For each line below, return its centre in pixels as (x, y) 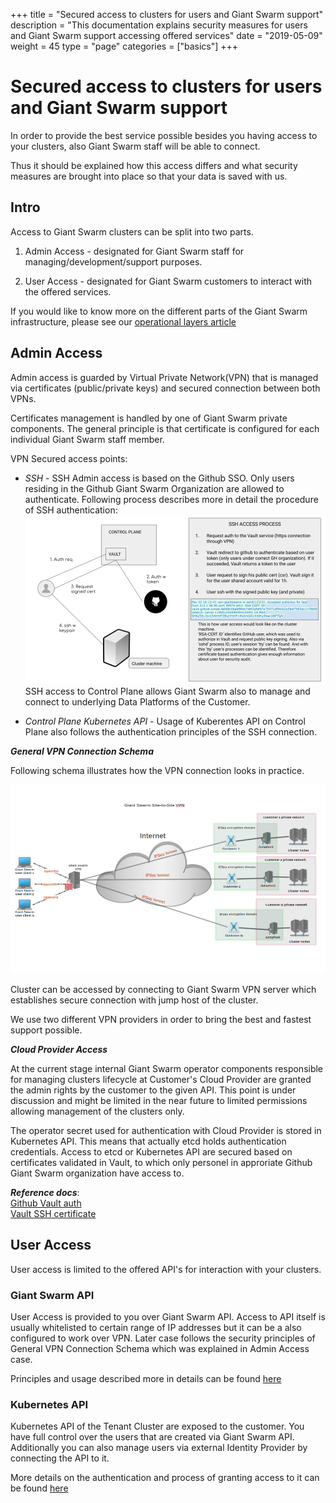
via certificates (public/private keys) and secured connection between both (165, 388)
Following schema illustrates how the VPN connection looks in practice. (157, 770)
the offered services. (68, 291)
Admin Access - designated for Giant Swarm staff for (134, 251)
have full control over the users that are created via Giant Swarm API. (152, 1437)
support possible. (46, 1030)
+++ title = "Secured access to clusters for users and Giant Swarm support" (167, 14)
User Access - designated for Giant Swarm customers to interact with (168, 281)
